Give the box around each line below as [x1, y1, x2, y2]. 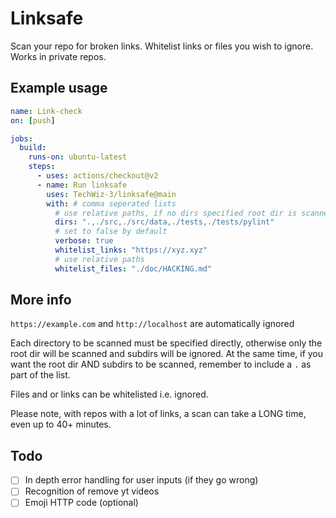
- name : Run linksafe [36, 180, 128, 190]
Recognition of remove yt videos [24, 485, 160, 497]
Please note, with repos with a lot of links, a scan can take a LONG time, [10, 408, 307, 420]
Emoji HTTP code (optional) [24, 497, 139, 509]
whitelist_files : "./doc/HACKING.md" [54, 263, 213, 274]
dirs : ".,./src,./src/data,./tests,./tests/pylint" [54, 217, 275, 227]
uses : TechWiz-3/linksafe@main [46, 189, 177, 199]
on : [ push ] [10, 115, 56, 126]
